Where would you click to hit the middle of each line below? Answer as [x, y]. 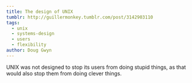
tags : [13, 23]
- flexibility [29, 45]
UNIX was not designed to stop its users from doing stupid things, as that [96, 67]
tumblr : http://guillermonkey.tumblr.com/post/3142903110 [80, 17]
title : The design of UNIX [40, 12]
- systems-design [33, 34]
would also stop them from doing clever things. [64, 73]
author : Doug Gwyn [29, 50]
